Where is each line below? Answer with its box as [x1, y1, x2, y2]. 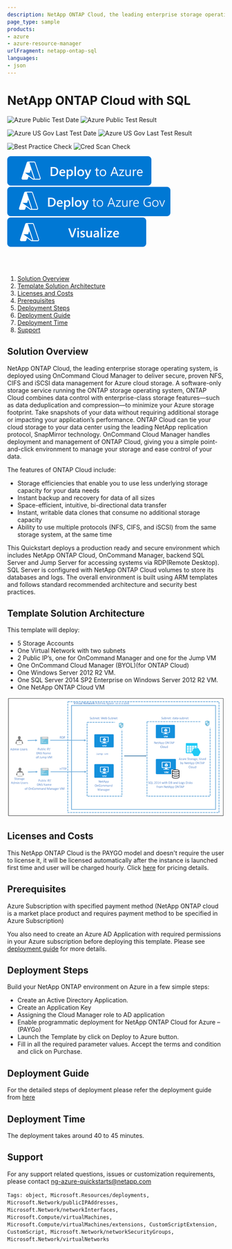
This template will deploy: [7, 626, 80, 635]
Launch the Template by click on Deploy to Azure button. [17, 1033, 180, 1041]
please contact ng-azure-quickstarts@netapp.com [7, 1177, 152, 1185]
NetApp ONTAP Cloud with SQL [7, 93, 191, 108]
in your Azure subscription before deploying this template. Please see [7, 937, 205, 945]
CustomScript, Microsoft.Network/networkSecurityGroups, [7, 1228, 175, 1235]
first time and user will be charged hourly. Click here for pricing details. [7, 863, 209, 871]
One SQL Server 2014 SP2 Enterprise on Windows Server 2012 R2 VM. [17, 676, 219, 684]
